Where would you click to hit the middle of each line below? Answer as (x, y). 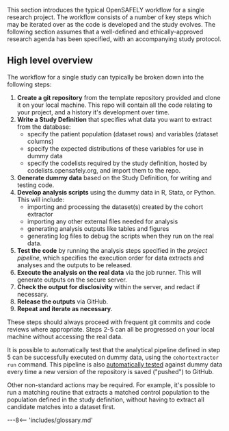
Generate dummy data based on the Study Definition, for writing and (114, 177)
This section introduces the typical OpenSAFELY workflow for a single (106, 10)
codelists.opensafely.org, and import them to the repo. (104, 170)
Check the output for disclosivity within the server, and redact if (108, 286)
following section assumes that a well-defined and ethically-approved (105, 32)
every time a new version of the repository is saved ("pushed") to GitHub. (110, 371)
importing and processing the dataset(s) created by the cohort (115, 207)
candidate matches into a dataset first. (61, 406)
